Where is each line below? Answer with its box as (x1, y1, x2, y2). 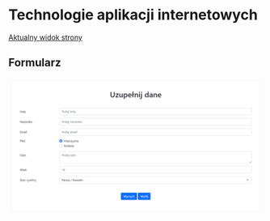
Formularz (8, 56, 62, 70)
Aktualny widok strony (8, 32, 83, 42)
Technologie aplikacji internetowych (8, 6, 259, 24)
